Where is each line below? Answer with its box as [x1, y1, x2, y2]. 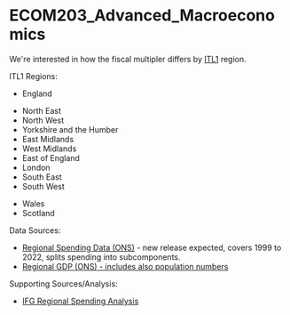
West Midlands [21, 143, 77, 154]
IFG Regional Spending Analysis [21, 295, 139, 306]
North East [21, 105, 62, 116]
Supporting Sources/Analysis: [9, 278, 118, 289]
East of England [21, 152, 80, 163]
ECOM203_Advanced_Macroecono [9, 5, 275, 26]
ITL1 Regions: [9, 70, 58, 81]
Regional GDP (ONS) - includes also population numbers [21, 261, 229, 271]
